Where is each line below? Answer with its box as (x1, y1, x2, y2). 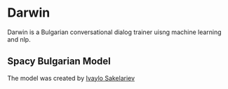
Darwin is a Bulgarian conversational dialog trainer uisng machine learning (7, 28, 222, 36)
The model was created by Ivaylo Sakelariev (7, 74, 135, 82)
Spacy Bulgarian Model (7, 56, 111, 67)
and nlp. (7, 35, 31, 43)
